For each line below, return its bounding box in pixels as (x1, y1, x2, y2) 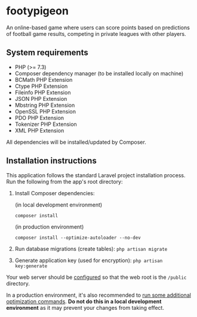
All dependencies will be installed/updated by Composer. (6, 139, 146, 146)
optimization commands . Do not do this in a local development (6, 297, 162, 305)
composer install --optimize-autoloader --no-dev (14, 235, 141, 241)
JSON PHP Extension (14, 95, 67, 102)
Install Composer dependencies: (14, 189, 95, 196)
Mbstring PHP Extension (14, 101, 75, 109)
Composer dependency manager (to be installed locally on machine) (14, 70, 184, 77)
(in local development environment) (14, 201, 103, 208)
